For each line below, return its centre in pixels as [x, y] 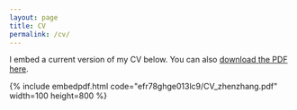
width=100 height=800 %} [58, 96]
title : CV [28, 26]
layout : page [34, 17]
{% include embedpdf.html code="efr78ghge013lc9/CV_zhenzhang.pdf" [144, 87]
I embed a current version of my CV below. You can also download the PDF [148, 60]
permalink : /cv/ [40, 34]
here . [19, 69]
